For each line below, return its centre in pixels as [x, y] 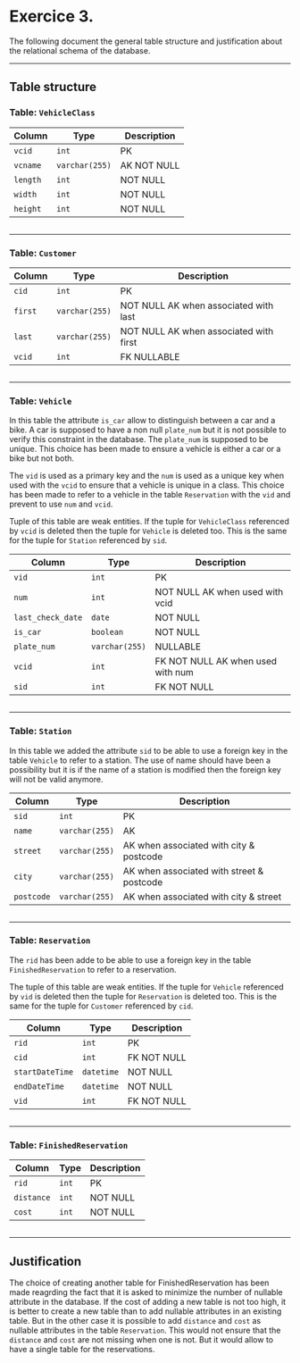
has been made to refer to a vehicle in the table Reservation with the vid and [150, 495]
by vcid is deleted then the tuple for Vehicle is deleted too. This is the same [148, 531]
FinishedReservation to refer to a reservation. [93, 969]
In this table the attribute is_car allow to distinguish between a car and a [142, 421]
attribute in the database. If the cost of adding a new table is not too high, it [148, 1301]
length [28, 180]
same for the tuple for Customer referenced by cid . [101, 1006]
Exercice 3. [51, 17]
